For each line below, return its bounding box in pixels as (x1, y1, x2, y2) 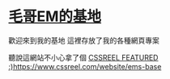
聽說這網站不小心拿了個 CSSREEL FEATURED (8, 52, 159, 62)
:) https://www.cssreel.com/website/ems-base (8, 61, 162, 71)
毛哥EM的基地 (8, 7, 102, 26)
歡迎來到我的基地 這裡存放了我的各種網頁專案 (8, 35, 159, 45)
